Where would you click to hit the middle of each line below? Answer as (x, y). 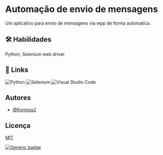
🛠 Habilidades (28, 39)
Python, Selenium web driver (35, 54)
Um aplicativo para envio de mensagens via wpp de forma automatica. (78, 23)
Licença (18, 126)
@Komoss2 (24, 110)
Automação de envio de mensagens (81, 9)
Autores (18, 98)
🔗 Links (17, 70)
